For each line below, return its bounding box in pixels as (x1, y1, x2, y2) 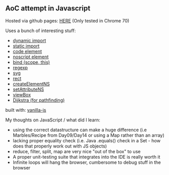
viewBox (12, 91, 31, 97)
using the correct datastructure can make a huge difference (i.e (12, 127, 147, 133)
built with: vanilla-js (5, 107, 47, 113)
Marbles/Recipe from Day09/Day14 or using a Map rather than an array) (12, 132, 165, 138)
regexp (12, 64, 28, 70)
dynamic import (12, 37, 46, 43)
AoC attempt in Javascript (5, 4, 91, 13)
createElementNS (12, 81, 50, 87)
